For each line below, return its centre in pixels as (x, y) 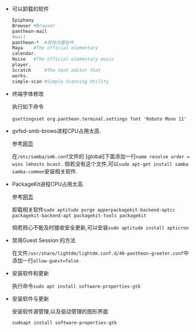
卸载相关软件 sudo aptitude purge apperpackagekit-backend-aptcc (94, 209)
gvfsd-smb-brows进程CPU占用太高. (56, 131)
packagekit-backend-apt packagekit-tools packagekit (79, 215)
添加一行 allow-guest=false (45, 260)
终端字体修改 (28, 93)
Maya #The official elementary (55, 48)
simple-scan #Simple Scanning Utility (60, 82)
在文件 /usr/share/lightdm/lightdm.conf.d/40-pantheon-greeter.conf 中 (100, 253)
